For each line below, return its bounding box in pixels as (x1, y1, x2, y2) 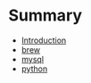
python (21, 63, 48, 74)
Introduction (21, 35, 67, 46)
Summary (8, 5, 82, 26)
